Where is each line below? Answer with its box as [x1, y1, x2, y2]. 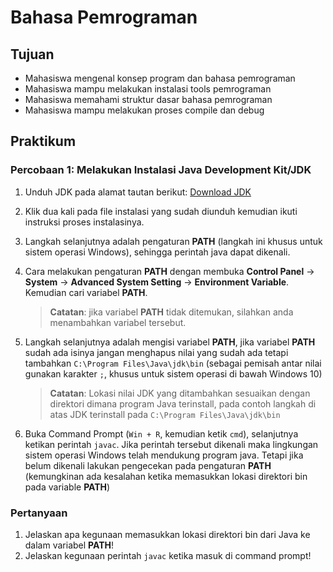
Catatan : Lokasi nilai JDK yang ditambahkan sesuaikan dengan [49, 387, 311, 399]
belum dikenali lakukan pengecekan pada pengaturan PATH [24, 459, 272, 471]
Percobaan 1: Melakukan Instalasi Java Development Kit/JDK [10, 163, 312, 177]
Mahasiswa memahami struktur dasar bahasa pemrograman [24, 94, 273, 105]
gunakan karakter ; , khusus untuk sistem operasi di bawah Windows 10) [24, 367, 323, 380]
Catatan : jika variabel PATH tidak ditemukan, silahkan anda [49, 306, 294, 318]
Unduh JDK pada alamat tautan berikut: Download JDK [24, 186, 252, 198]
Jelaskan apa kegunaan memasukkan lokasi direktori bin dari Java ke [24, 528, 311, 540]
